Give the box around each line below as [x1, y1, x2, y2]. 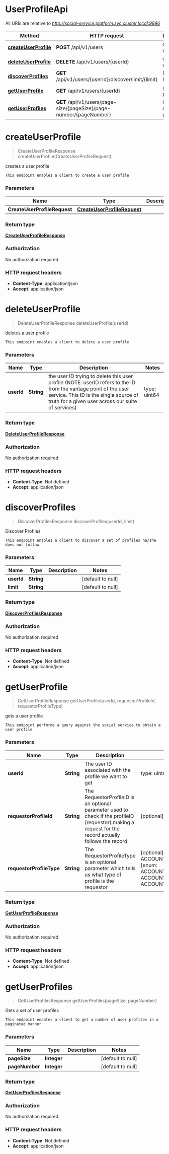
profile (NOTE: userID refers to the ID [48, 379, 136, 386]
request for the [84, 825, 120, 832]
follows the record [84, 837, 128, 844]
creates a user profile [5, 163, 50, 169]
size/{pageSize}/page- [56, 105, 111, 112]
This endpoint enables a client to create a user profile [5, 173, 129, 178]
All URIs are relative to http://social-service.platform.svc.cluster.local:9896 [5, 20, 160, 26]
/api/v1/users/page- [67, 98, 117, 105]
